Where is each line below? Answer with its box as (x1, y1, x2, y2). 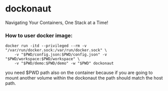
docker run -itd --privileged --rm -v (5, 43, 87, 48)
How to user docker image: (5, 32, 73, 39)
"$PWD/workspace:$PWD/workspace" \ (5, 56, 80, 61)
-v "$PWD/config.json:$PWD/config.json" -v (14, 52, 107, 57)
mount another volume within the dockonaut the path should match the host (5, 75, 163, 81)
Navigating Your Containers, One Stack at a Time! (5, 19, 108, 25)
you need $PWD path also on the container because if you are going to (5, 69, 153, 75)
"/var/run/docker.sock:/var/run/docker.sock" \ (5, 48, 107, 53)
